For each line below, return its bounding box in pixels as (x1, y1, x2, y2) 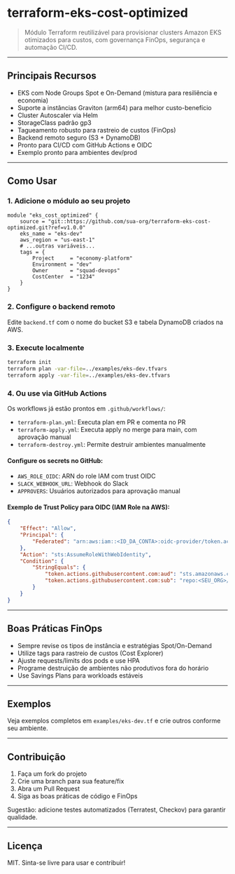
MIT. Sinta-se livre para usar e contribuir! (7, 858, 126, 867)
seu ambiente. (7, 724, 48, 732)
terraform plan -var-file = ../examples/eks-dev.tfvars (7, 365, 168, 372)
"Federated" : (32, 538, 71, 545)
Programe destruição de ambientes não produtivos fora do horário (17, 664, 209, 672)
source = (20, 218, 45, 225)
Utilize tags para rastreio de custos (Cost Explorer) (17, 649, 164, 657)
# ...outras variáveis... (20, 243, 96, 250)
